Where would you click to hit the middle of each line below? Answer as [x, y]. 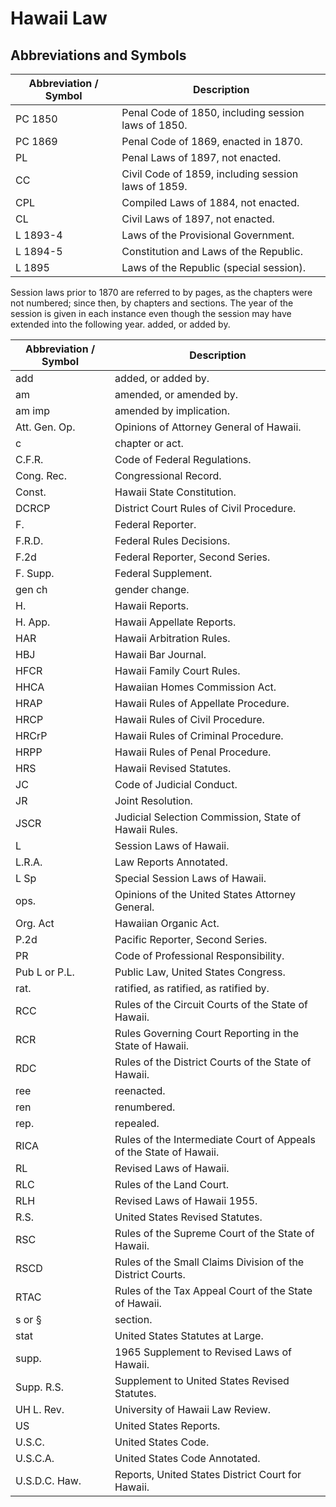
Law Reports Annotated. [171, 862]
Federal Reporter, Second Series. [192, 557]
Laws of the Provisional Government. [208, 235]
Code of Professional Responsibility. [199, 955]
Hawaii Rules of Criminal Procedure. [199, 735]
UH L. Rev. [40, 1409]
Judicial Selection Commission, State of [208, 817]
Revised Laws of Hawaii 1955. [186, 1200]
